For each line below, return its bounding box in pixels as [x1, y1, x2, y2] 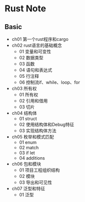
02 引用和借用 [19, 98, 48, 103]
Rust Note [4, 3, 46, 14]
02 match [19, 145, 39, 150]
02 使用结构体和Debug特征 [19, 122, 75, 127]
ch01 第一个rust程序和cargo [11, 36, 69, 42]
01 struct [19, 116, 38, 121]
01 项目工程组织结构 [19, 167, 60, 173]
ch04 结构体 [11, 110, 37, 116]
